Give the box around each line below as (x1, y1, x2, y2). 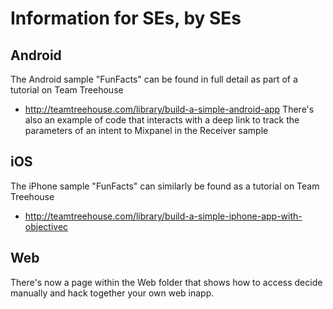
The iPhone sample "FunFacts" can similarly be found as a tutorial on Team (10, 180, 320, 192)
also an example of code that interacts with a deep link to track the (24, 114, 300, 126)
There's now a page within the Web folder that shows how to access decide (10, 276, 323, 288)
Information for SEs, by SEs (10, 7, 242, 30)
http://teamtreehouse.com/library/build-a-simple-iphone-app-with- (24, 210, 303, 222)
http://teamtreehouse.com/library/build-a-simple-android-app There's (24, 103, 315, 115)
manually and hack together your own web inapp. (10, 287, 215, 299)
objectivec (24, 220, 69, 232)
